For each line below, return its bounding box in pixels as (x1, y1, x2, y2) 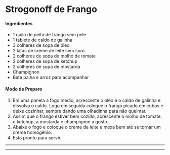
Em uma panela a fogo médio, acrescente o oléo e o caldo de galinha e (12, 97, 161, 103)
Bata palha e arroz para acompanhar (12, 74, 90, 81)
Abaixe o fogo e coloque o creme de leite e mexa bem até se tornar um (12, 124, 161, 130)
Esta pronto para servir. (12, 134, 62, 140)
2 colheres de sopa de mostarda (12, 64, 80, 70)
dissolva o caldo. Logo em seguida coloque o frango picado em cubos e (12, 102, 163, 109)
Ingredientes (5, 20, 33, 26)
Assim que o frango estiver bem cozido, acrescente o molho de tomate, (12, 113, 162, 119)
